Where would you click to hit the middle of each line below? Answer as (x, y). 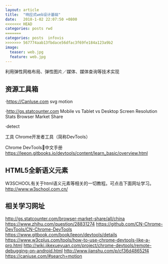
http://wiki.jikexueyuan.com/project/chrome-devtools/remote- (88, 245)
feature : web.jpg (28, 57)
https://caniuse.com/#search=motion (44, 256)
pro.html (14, 245)
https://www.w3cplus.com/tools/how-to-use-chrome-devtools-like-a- (78, 240)
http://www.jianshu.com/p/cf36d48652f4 (107, 250)
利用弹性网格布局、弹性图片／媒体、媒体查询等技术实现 (62, 72)
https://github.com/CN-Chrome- (129, 224)
